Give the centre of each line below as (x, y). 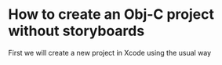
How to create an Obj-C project (111, 14)
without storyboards (76, 31)
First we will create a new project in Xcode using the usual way (110, 52)
